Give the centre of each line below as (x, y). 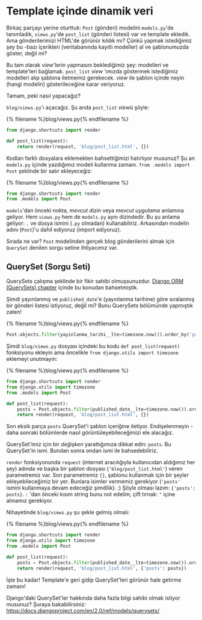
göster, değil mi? (27, 53)
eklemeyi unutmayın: (32, 359)
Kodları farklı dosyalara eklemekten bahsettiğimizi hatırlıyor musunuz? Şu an (101, 158)
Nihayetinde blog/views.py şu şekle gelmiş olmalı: (68, 512)
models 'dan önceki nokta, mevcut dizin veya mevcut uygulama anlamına (95, 210)
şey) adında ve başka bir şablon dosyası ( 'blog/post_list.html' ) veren (95, 469)
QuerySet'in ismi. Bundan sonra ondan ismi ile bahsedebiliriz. (82, 451)
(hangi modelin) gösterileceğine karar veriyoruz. (66, 84)
